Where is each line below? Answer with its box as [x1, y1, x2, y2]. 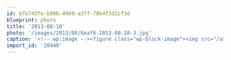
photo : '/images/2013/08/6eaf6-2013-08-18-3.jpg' [6, 29, 152, 37]
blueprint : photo [6, 17, 57, 23]
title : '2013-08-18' [6, 23, 66, 30]
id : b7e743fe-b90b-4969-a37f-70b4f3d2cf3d [6, 10, 130, 17]
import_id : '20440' [6, 42, 63, 49]
